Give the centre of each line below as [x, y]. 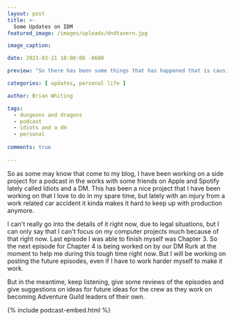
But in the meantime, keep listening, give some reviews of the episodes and [116, 282]
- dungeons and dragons [48, 115]
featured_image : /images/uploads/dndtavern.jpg [78, 33]
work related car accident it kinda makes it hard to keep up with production [115, 203]
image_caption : [29, 46]
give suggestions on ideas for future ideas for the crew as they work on [110, 289]
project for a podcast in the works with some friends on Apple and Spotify [113, 181]
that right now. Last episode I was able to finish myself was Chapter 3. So [112, 239]
